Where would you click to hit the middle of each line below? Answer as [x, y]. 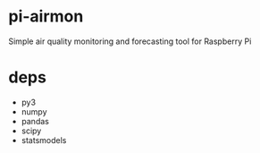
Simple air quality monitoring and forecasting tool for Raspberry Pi [130, 41]
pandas [35, 121]
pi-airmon [46, 17]
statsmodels [44, 140]
